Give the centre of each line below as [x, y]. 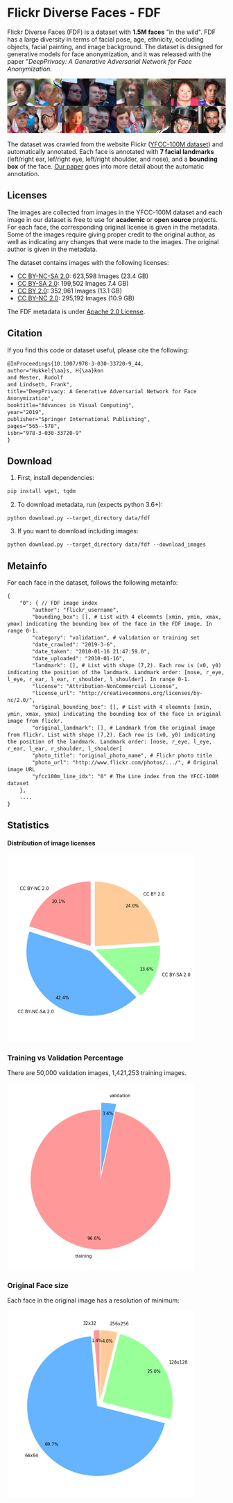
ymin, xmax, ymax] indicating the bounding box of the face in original [114, 714]
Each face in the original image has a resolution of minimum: [93, 1300]
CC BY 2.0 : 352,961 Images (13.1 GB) [70, 291]
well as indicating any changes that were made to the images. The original [113, 241]
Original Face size [38, 1285]
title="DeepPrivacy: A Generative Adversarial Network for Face [102, 391]
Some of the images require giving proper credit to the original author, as [111, 234]
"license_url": [54, 694]
